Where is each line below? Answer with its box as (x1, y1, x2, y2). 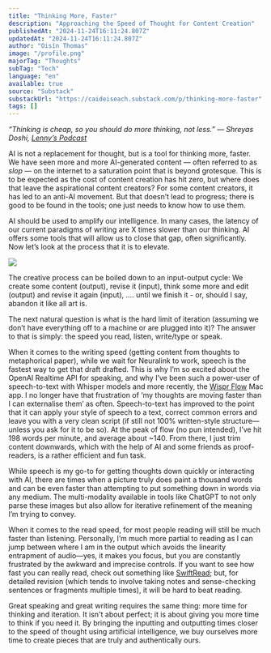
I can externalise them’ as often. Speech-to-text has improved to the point (8, 399, 255, 409)
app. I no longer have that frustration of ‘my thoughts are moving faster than (8, 391, 262, 400)
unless (8, 425, 31, 434)
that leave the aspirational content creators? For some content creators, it (8, 183, 253, 193)
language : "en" (8, 72, 60, 80)
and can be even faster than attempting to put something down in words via (8, 484, 261, 493)
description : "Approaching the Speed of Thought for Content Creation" (8, 19, 255, 28)
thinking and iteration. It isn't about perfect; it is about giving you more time (8, 609, 260, 620)
